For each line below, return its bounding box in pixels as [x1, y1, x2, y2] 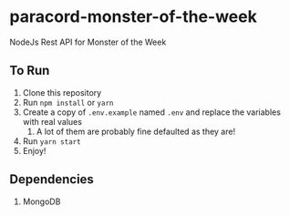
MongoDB [22, 196, 61, 207]
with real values [22, 116, 82, 127]
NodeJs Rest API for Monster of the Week [9, 36, 167, 47]
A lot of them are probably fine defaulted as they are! [36, 126, 235, 137]
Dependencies [9, 171, 94, 188]
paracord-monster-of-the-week [9, 6, 257, 27]
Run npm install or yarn [22, 97, 114, 108]
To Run [9, 63, 50, 78]
